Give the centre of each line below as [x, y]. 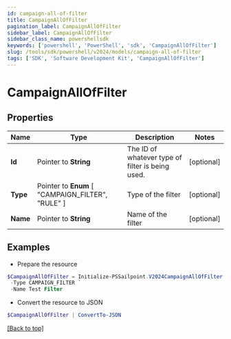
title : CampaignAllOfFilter [47, 20]
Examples [29, 248]
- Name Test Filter [36, 289]
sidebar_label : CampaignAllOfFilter [59, 33]
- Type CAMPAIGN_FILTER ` [45, 283]
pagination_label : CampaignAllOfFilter [64, 26]
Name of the [147, 214]
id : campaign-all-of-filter [47, 13]
